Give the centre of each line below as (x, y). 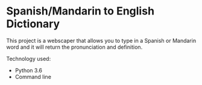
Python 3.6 (28, 70)
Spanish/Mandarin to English (80, 11)
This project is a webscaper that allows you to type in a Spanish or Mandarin (101, 40)
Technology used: (29, 58)
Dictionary (33, 24)
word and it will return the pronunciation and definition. (74, 47)
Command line (33, 77)
